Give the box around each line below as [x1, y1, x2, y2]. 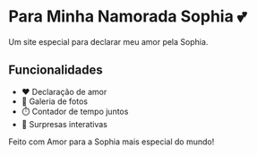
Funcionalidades [8, 63, 104, 78]
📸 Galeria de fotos [21, 96, 89, 107]
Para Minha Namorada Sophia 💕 [8, 6, 247, 27]
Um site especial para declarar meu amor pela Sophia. [8, 36, 209, 47]
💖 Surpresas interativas [21, 118, 108, 129]
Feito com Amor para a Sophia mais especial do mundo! [8, 136, 215, 147]
